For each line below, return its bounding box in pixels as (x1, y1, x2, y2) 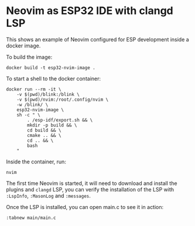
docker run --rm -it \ (6, 86, 61, 92)
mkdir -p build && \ (27, 122, 77, 128)
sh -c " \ (16, 112, 41, 118)
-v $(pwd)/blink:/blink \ (16, 91, 80, 97)
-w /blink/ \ (16, 101, 49, 108)
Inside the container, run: (6, 158, 66, 165)
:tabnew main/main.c (6, 215, 57, 221)
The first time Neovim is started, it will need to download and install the (6, 180, 177, 187)
